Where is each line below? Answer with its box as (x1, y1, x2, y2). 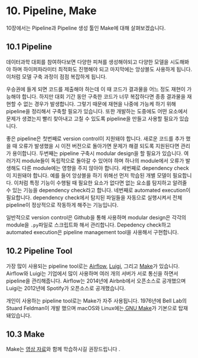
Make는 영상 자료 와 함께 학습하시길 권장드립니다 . (6, 346, 121, 353)
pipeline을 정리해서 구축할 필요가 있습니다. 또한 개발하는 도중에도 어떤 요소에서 (6, 107, 188, 114)
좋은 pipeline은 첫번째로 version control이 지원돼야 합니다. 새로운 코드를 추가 (6, 134, 185, 142)
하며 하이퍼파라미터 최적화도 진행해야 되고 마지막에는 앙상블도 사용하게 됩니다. (12, 65, 193, 73)
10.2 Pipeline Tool (6, 246, 73, 256)
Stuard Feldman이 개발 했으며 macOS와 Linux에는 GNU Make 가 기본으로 (6, 304, 177, 311)
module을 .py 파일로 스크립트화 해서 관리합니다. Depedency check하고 (6, 221, 171, 228)
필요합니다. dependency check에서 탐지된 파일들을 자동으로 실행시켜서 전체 (6, 193, 183, 201)
